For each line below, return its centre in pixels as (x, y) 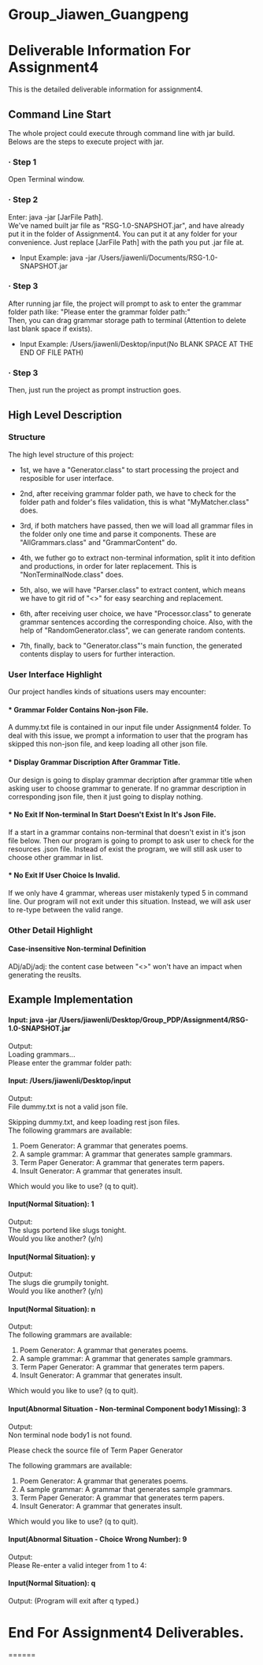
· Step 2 (23, 200)
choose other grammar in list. (56, 857)
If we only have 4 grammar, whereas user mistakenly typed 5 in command (128, 893)
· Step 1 (22, 162)
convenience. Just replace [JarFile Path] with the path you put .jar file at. (126, 242)
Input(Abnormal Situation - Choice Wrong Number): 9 (98, 1539)
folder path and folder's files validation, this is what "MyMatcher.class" (134, 502)
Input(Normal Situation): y (52, 1257)
